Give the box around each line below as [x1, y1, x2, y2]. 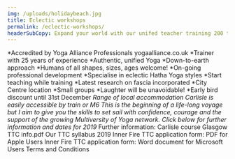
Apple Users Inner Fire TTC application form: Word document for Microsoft [7, 137, 223, 146]
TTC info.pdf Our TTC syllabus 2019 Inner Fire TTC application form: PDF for [7, 130, 229, 139]
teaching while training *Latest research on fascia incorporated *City [7, 78, 208, 87]
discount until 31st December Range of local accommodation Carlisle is [7, 93, 214, 102]
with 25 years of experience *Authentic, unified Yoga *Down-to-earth [7, 56, 210, 65]
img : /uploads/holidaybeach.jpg [7, 10, 101, 17]
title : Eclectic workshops [7, 17, 86, 24]
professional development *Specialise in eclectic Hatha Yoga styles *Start [7, 71, 222, 79]
